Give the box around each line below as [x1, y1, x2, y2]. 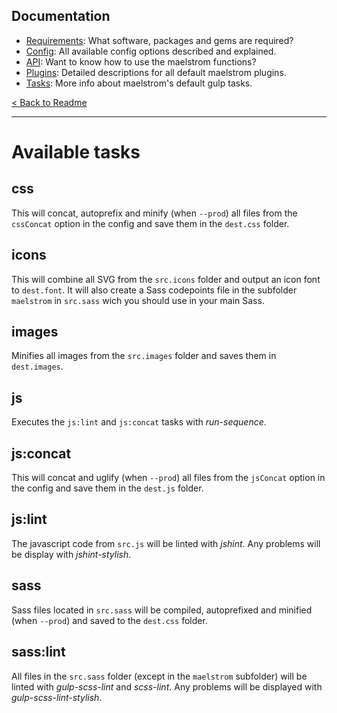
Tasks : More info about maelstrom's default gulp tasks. [25, 77, 253, 89]
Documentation [11, 8, 111, 25]
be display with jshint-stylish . [11, 548, 132, 560]
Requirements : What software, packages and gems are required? [25, 34, 294, 46]
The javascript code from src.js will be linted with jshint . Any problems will [11, 537, 321, 549]
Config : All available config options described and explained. [25, 45, 277, 57]
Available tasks [11, 141, 141, 163]
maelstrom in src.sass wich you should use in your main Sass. [11, 294, 265, 306]
